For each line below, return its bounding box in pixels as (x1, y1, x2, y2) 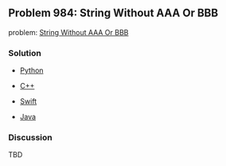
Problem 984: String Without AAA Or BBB (8, 6, 219, 20)
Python (19, 65, 44, 75)
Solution (8, 47, 42, 58)
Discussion (8, 132, 53, 143)
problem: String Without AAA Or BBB (8, 27, 129, 37)
